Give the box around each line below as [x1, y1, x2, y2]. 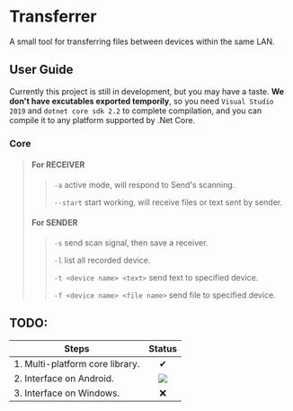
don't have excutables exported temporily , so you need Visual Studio [9, 95, 274, 106]
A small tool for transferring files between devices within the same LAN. [9, 36, 276, 47]
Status [147, 342, 178, 354]
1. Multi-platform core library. [13, 357, 140, 370]
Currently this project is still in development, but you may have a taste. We [9, 85, 285, 96]
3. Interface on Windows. [13, 387, 120, 399]
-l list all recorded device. [53, 255, 151, 266]
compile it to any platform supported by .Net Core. [9, 114, 196, 125]
